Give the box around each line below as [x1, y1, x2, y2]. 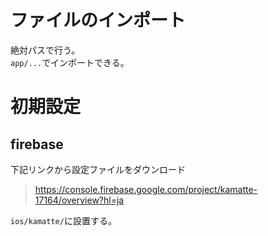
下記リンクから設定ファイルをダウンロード [10, 163, 186, 175]
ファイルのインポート [10, 9, 187, 32]
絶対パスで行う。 [10, 44, 81, 56]
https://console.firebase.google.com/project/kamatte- [34, 183, 258, 195]
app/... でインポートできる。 [10, 56, 130, 68]
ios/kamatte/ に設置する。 [10, 214, 117, 226]
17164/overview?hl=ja [34, 194, 125, 206]
